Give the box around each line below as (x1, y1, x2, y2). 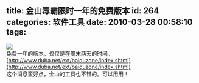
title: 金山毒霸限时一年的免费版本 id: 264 (6, 5, 159, 16)
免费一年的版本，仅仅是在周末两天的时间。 (6, 50, 113, 57)
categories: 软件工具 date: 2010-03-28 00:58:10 (6, 17, 193, 27)
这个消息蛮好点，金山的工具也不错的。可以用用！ (6, 70, 129, 78)
